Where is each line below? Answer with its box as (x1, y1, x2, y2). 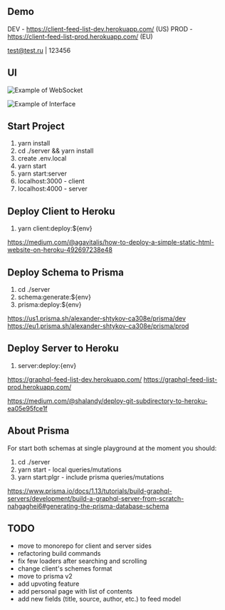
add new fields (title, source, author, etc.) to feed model (17, 594, 182, 603)
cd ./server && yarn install (17, 146, 94, 156)
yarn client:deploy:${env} (17, 224, 93, 233)
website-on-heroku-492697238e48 (7, 245, 112, 254)
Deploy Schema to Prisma (7, 266, 125, 278)
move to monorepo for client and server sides (17, 542, 152, 550)
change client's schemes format (17, 564, 112, 573)
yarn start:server (17, 169, 68, 178)
